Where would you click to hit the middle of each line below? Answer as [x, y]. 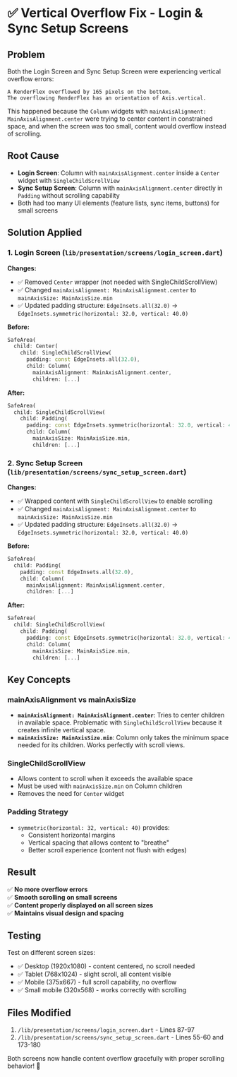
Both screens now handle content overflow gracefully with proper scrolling [116, 1059]
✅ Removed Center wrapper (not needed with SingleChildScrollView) [117, 282]
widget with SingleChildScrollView [68, 180]
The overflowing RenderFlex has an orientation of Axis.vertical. [107, 98]
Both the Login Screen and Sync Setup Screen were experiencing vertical [114, 71]
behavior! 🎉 [24, 1066]
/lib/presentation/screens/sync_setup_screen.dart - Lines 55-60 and [121, 1037]
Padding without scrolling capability [68, 195]
